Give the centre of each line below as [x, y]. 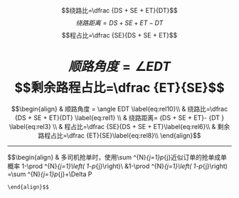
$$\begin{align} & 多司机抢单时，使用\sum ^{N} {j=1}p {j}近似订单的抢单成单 [117, 157]
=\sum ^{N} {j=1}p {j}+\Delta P [50, 174]
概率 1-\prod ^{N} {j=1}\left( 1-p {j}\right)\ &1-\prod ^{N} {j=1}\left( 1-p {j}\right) [117, 166]
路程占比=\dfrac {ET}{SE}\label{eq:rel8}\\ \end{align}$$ [119, 135]
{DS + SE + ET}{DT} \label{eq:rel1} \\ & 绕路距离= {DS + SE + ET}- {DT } [119, 117]
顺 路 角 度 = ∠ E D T [119, 67]
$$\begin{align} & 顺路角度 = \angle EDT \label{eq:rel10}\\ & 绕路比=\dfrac [119, 109]
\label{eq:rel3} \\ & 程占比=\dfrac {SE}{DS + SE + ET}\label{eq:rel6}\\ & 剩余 [119, 126]
